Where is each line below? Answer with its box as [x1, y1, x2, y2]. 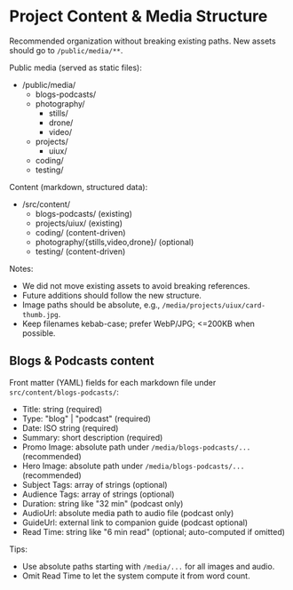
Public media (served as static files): [9, 62, 142, 73]
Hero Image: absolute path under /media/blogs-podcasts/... [21, 460, 245, 471]
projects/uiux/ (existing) [35, 218, 123, 228]
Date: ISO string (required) [21, 422, 119, 433]
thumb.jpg [21, 310, 59, 319]
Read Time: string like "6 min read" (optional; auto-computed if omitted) [21, 526, 286, 537]
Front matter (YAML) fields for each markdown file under [9, 377, 217, 387]
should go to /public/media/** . [9, 44, 123, 55]
